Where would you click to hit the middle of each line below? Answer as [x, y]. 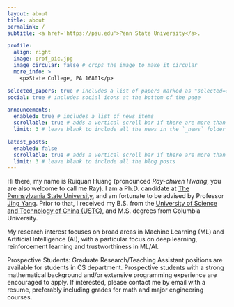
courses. [20, 297]
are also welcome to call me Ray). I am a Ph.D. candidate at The [99, 188]
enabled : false [36, 148]
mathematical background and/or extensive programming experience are [112, 275]
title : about [26, 20]
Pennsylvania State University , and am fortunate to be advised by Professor [116, 196]
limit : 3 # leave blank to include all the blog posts [95, 161]
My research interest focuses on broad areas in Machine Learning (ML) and [116, 232]
